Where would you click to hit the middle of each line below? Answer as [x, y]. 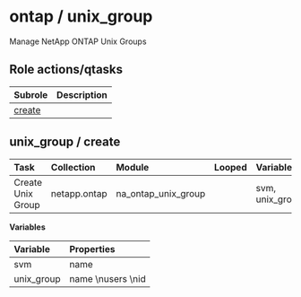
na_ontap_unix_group [161, 193]
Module [133, 167]
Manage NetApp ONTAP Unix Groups [78, 41]
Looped [231, 167]
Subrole [31, 94]
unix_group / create [65, 142]
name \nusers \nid [107, 278]
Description [82, 94]
